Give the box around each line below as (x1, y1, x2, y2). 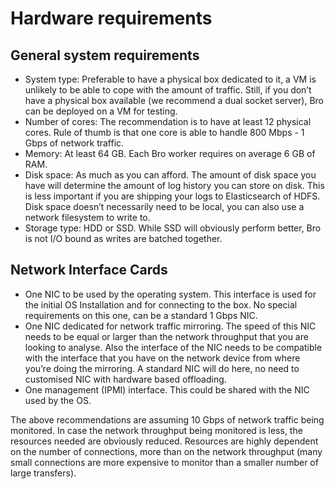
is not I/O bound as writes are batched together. (24, 233, 223, 244)
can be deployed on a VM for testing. (24, 105, 178, 117)
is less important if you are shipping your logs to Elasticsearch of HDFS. (24, 190, 321, 202)
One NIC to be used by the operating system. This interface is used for (24, 288, 317, 300)
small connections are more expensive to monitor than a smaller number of (10, 456, 319, 468)
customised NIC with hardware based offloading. (24, 373, 227, 385)
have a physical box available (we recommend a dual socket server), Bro (24, 95, 324, 106)
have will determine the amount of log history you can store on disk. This (24, 180, 325, 191)
